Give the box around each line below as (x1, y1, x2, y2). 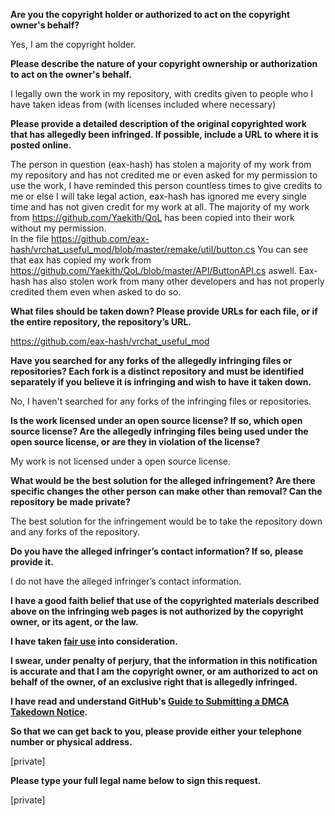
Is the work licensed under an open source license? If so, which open (10, 415, 303, 426)
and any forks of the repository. (10, 526, 141, 538)
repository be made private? (10, 496, 131, 508)
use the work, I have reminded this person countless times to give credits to (10, 180, 323, 191)
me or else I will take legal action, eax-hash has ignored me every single (10, 190, 308, 202)
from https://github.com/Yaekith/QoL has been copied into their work (10, 212, 295, 223)
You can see (257, 244, 309, 255)
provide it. (10, 556, 54, 568)
